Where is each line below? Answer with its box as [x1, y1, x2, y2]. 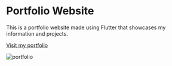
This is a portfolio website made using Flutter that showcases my [6, 24, 166, 31]
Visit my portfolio [6, 42, 48, 49]
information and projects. [6, 30, 69, 37]
